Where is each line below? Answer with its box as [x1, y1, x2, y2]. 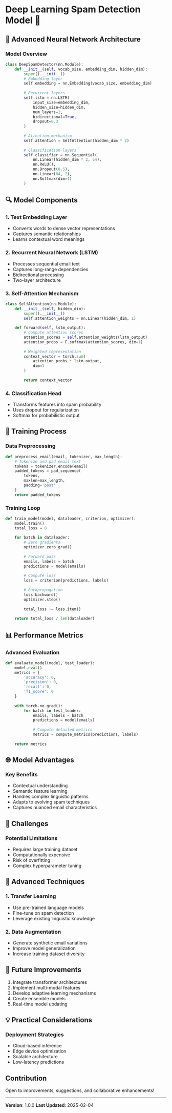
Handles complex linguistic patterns [12, 793, 89, 800]
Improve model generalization [12, 945, 76, 951]
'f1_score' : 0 [24, 689, 54, 694]
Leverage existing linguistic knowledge [12, 915, 95, 921]
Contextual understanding [12, 782, 68, 789]
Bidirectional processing [12, 272, 64, 278]
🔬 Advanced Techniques [5, 877, 85, 886]
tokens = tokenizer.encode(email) [14, 464, 88, 469]
